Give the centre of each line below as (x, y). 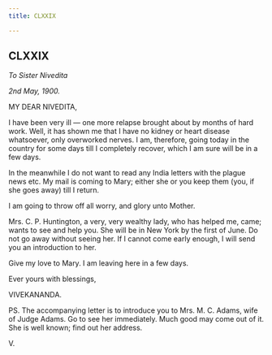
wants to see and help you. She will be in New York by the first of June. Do (133, 230)
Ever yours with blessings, (52, 279)
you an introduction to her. (53, 248)
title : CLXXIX (32, 16)
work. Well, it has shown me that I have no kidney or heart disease (119, 132)
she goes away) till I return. (54, 190)
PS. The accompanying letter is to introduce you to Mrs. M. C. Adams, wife (133, 310)
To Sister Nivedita (38, 76)
